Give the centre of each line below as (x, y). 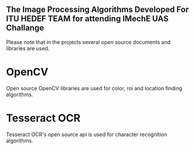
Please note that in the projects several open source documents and (88, 42)
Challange (25, 28)
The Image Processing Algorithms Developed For (97, 10)
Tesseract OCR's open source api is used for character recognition (87, 134)
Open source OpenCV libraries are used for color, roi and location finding (94, 88)
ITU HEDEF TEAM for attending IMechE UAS (87, 19)
